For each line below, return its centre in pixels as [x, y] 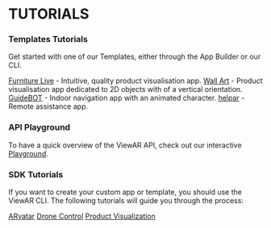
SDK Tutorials [36, 174]
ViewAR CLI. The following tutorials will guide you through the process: [126, 201]
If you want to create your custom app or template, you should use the [125, 192]
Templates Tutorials [48, 39]
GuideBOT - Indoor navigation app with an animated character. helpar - [127, 98]
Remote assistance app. [48, 106]
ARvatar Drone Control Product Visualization [82, 216]
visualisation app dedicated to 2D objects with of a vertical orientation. [126, 89]
